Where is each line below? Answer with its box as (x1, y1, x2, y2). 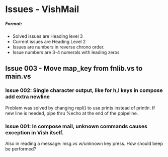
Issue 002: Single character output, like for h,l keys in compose (5, 87, 163, 94)
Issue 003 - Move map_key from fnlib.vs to (5, 64, 143, 73)
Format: (5, 20, 23, 26)
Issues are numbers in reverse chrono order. (12, 44, 105, 50)
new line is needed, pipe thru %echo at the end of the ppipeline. (5, 110, 138, 116)
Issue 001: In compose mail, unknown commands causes (5, 123, 147, 130)
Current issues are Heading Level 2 (12, 39, 86, 45)
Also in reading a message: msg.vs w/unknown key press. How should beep (5, 140, 163, 147)
